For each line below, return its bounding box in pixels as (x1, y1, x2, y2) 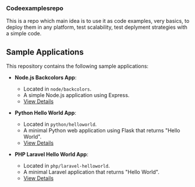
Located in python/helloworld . (23, 121, 97, 128)
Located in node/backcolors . (23, 85, 92, 92)
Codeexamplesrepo (6, 4, 63, 12)
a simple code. (6, 30, 42, 37)
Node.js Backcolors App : (14, 74, 77, 81)
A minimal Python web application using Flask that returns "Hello (23, 127, 180, 134)
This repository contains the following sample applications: (6, 63, 149, 70)
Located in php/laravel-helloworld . (23, 162, 110, 169)
